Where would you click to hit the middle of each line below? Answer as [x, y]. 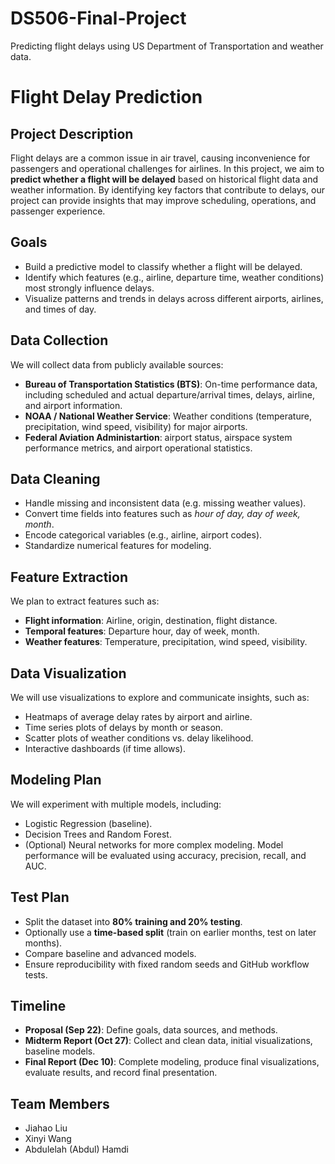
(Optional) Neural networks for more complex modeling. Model [154, 844]
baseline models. [60, 1051]
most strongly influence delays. [89, 288]
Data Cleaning [55, 478]
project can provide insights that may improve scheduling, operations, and [163, 200]
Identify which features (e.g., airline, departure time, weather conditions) [174, 277]
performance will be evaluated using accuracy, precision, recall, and [165, 855]
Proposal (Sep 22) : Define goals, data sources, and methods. [151, 1030]
